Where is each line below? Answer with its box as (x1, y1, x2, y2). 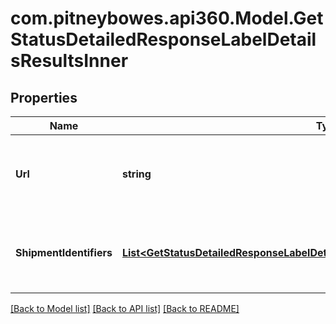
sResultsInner (10, 50, 129, 72)
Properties (10, 89, 78, 106)
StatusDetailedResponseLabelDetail (10, 28, 317, 51)
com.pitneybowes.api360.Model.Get (10, 7, 324, 30)
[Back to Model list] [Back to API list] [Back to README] (10, 303, 240, 314)
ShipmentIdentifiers (15, 246, 113, 259)
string (121, 167, 152, 181)
